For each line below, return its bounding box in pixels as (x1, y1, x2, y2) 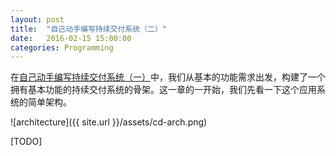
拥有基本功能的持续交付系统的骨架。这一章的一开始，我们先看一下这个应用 (10, 84, 317, 96)
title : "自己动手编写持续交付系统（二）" (10, 24, 167, 34)
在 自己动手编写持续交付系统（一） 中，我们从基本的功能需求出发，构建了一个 (10, 71, 326, 83)
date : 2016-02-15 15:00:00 (10, 33, 132, 43)
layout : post (10, 14, 65, 25)
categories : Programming (10, 42, 114, 53)
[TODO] (10, 136, 43, 148)
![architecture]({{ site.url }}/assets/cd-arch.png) (10, 116, 208, 128)
